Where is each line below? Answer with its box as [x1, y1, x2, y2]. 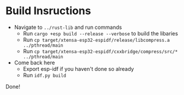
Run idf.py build [23, 71, 66, 78]
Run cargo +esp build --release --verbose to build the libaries [23, 30, 179, 37]
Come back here [14, 59, 55, 66]
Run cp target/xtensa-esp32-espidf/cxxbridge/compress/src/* [23, 47, 178, 54]
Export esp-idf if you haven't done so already [23, 65, 134, 72]
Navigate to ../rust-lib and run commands [14, 24, 122, 31]
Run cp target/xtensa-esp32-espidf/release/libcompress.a [23, 36, 170, 43]
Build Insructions [5, 4, 91, 18]
